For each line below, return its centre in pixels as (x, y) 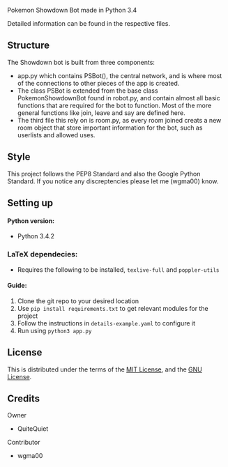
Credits (24, 398)
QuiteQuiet (33, 429)
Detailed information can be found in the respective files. (89, 23)
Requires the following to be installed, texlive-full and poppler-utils (118, 269)
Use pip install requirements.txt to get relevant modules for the (113, 308)
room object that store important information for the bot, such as (110, 128)
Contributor (24, 443)
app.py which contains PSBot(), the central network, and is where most (120, 75)
